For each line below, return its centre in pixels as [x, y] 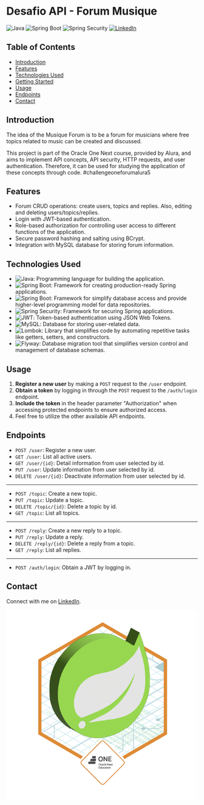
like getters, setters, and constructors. [63, 337]
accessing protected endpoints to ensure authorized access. [91, 410]
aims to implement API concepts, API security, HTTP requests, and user [96, 159]
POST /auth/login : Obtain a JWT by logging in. [73, 567]
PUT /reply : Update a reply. [49, 537]
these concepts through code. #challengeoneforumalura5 [78, 172]
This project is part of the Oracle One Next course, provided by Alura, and [99, 153]
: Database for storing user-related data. [90, 324]
